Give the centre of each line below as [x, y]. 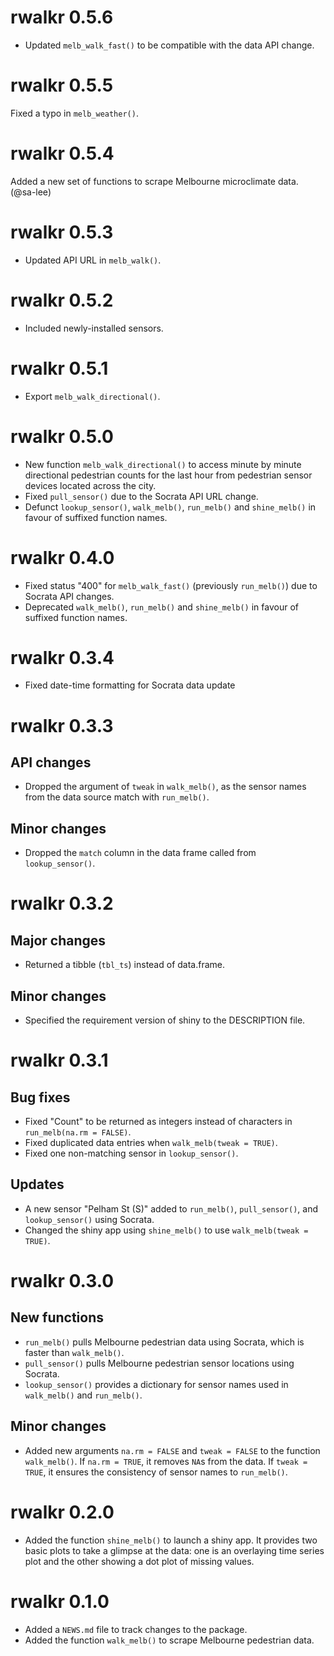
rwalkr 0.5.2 [62, 300]
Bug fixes [40, 1097]
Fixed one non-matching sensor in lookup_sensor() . [131, 1153]
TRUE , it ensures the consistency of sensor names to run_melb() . [156, 1472]
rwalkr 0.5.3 [62, 232]
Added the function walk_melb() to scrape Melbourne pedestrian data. [169, 1640]
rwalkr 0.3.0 [62, 1281]
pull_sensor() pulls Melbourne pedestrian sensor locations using [159, 1363]
